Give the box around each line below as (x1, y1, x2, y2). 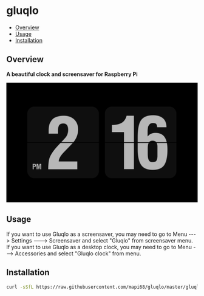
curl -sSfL (6, 284, 34, 291)
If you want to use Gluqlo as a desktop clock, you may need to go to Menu (6, 243, 192, 250)
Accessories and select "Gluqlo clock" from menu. (15, 250, 141, 257)
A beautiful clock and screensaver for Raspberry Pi (6, 71, 138, 78)
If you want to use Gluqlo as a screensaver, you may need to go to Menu (6, 230, 188, 238)
